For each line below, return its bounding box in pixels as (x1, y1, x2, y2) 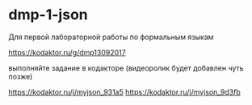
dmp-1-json (8, 6, 88, 24)
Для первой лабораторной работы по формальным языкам (8, 32, 214, 42)
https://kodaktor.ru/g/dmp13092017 (8, 47, 127, 57)
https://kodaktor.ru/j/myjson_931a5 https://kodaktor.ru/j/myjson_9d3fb (8, 87, 241, 97)
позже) (8, 71, 33, 81)
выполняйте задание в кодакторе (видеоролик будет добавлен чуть (8, 63, 244, 73)
